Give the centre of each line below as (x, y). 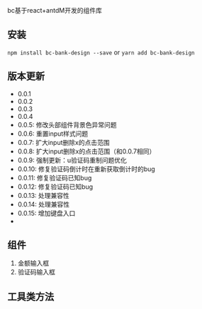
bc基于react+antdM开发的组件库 (55, 10)
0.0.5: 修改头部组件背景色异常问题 (67, 124)
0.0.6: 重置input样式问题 (53, 134)
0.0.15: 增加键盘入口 (46, 213)
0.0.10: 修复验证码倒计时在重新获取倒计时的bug (86, 169)
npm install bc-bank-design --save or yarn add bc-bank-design (101, 52)
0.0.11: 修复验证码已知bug (55, 177)
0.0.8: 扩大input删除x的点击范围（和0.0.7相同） (86, 151)
